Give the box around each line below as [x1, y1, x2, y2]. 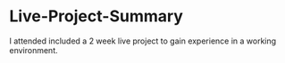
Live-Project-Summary [9, 6, 183, 27]
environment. [9, 44, 58, 55]
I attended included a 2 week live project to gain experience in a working [9, 35, 277, 46]
